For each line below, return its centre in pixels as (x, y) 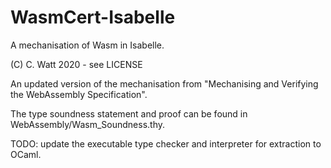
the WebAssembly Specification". (79, 94)
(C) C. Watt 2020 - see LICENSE (76, 64)
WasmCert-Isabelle (93, 17)
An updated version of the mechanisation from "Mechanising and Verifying (164, 83)
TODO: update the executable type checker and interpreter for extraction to (166, 143)
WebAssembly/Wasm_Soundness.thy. (88, 124)
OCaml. (26, 154)
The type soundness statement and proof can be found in (129, 113)
